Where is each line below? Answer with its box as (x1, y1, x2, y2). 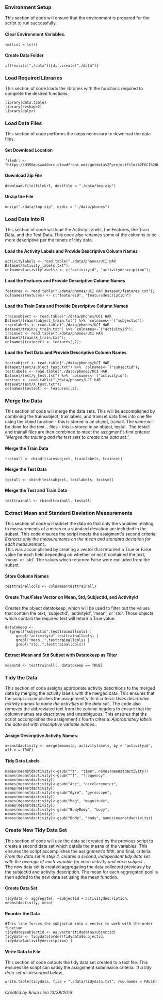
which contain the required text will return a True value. (5, 615, 115, 621)
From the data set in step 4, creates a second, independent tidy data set (5, 853, 150, 859)
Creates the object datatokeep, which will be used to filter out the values (5, 605, 150, 611)
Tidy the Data (5, 674, 38, 681)
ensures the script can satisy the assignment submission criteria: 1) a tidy (5, 964, 152, 970)
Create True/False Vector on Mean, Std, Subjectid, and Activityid (5, 594, 138, 600)
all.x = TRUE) (5, 748, 34, 753)
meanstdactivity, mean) (5, 900, 53, 906)
